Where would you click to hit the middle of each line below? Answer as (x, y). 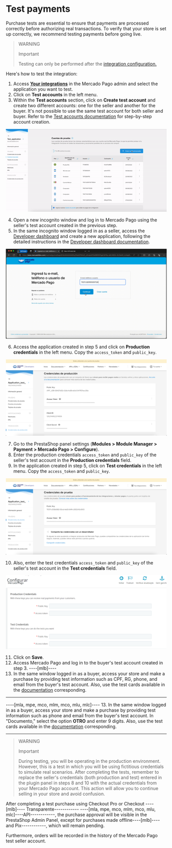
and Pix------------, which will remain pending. (55, 825)
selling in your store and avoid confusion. (62, 794)
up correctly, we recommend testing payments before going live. (74, 34)
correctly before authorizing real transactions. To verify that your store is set (86, 28)
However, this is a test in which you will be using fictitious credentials (91, 766)
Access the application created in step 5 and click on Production (81, 347)
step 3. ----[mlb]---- (35, 668)
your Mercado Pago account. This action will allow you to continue (88, 789)
